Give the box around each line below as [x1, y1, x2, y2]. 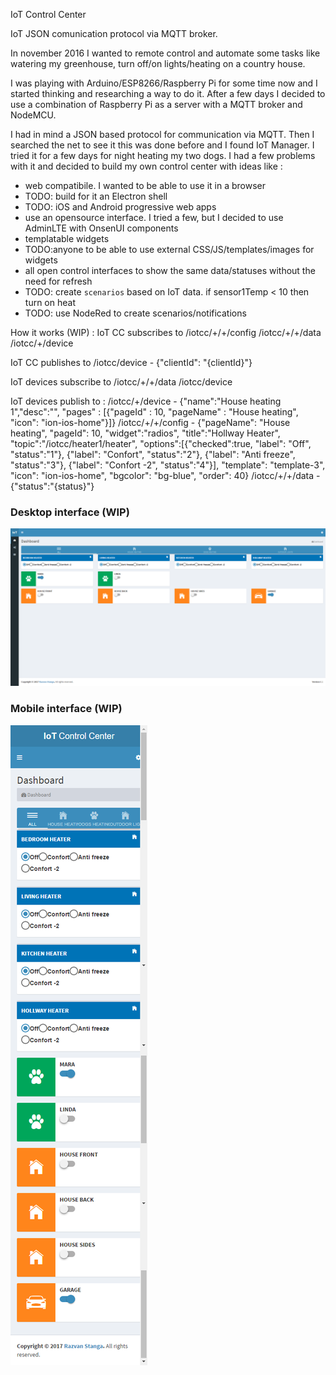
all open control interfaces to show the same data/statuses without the [24, 265, 316, 276]
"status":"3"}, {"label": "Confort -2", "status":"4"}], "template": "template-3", [10, 459, 326, 471]
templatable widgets [24, 233, 110, 244]
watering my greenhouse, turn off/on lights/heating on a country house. [10, 58, 306, 69]
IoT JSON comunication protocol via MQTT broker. [10, 28, 218, 39]
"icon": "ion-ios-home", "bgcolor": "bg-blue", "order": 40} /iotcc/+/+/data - [10, 470, 321, 481]
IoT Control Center [10, 9, 87, 20]
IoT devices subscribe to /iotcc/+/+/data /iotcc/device [10, 376, 233, 388]
